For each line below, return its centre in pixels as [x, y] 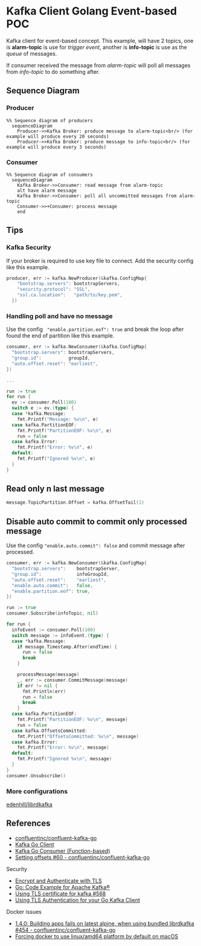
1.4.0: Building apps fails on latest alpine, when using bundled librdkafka [104, 923]
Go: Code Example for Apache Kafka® [62, 887]
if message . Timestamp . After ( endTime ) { [67, 647]
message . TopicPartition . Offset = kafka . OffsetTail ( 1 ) [75, 503]
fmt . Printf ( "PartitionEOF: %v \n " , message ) [73, 720]
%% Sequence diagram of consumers [50, 175]
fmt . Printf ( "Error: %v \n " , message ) [63, 748]
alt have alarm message [47, 191]
